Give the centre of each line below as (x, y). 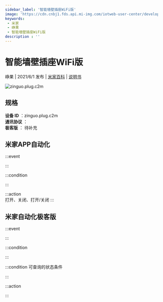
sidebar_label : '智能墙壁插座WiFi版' (41, 9)
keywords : (15, 18)
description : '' (23, 37)
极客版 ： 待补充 (21, 127)
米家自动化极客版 (31, 217)
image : (12, 14)
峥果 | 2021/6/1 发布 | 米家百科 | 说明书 (43, 76)
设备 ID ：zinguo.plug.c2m (32, 115)
